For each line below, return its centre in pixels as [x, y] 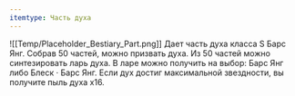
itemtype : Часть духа [51, 18]
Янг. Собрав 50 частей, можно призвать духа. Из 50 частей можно [140, 53]
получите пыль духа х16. [57, 82]
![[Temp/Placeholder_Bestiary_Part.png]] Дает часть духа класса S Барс [148, 43]
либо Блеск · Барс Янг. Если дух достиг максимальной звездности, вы [147, 72]
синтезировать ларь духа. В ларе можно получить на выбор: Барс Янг [147, 62]
